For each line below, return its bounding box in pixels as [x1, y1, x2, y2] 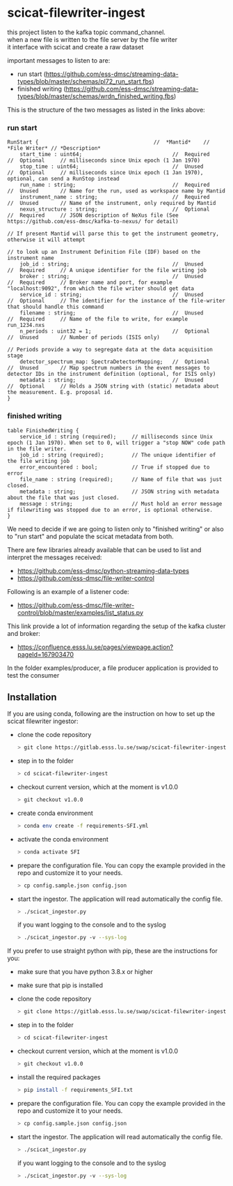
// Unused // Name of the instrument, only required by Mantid [7, 200, 216, 207]
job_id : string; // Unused [19, 261, 204, 268]
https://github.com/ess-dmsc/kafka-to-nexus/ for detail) [7, 218, 179, 225]
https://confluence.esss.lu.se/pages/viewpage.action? [17, 643, 174, 651]
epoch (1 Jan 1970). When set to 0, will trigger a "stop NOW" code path [7, 439, 226, 446]
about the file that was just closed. [7, 494, 120, 501]
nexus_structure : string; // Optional [19, 206, 210, 213]
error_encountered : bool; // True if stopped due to [19, 464, 210, 471]
